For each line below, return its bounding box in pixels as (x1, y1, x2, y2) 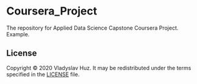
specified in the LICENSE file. (6, 71, 80, 78)
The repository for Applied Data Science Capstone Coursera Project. (6, 24, 179, 31)
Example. (6, 30, 30, 37)
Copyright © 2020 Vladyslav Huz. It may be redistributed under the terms (6, 64, 192, 71)
